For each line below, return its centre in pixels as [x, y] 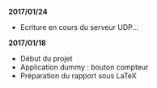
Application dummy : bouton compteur [84, 67]
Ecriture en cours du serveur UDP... [79, 27]
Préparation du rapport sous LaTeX [78, 75]
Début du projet [46, 59]
